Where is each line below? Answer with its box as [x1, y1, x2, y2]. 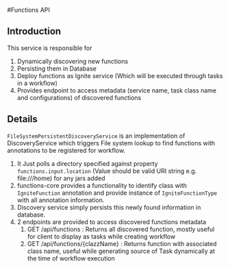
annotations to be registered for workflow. [7, 146, 125, 154]
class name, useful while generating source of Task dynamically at [27, 247, 216, 255]
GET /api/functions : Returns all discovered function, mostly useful [27, 225, 215, 233]
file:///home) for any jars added [16, 174, 105, 182]
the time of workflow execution [27, 254, 115, 263]
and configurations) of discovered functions [16, 93, 142, 101]
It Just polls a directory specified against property [16, 159, 159, 167]
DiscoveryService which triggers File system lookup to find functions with [7, 138, 216, 147]
